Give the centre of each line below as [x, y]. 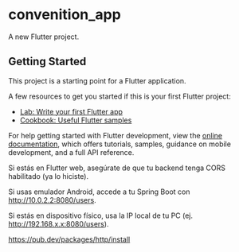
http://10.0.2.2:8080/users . [53, 200]
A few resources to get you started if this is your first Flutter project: [119, 96]
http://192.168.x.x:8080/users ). [59, 223]
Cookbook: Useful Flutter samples [76, 120]
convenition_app [65, 15]
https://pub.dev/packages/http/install [69, 239]
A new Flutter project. [44, 37]
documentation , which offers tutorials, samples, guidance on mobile [119, 144]
